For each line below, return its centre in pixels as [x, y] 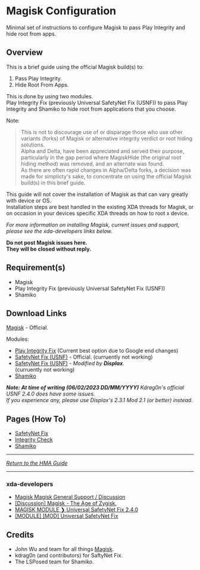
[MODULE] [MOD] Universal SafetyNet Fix [66, 516]
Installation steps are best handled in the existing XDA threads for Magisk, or [100, 207]
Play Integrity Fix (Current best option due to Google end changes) [96, 351]
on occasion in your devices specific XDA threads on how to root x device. [98, 213]
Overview [25, 53]
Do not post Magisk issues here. [47, 242]
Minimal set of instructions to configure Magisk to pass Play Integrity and [96, 27]
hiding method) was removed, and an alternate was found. [92, 163]
